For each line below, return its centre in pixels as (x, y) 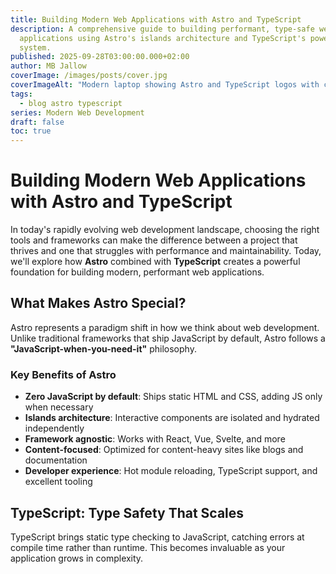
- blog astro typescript (71, 103)
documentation (56, 460)
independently (54, 428)
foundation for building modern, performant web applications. (137, 272)
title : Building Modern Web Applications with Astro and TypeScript (156, 19)
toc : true (31, 131)
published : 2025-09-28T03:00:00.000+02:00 (100, 57)
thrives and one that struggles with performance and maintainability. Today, (166, 251)
